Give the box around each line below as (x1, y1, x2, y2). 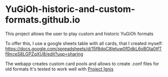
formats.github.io (5, 14, 80, 25)
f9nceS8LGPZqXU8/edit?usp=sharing (5, 51, 84, 57)
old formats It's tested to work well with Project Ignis (5, 66, 114, 72)
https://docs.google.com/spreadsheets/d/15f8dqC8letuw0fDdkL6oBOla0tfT (5, 45, 162, 51)
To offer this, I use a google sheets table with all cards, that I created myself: (5, 40, 163, 46)
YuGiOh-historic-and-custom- (5, 3, 135, 15)
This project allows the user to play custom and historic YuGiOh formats (5, 30, 154, 36)
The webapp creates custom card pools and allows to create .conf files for (5, 60, 159, 66)
